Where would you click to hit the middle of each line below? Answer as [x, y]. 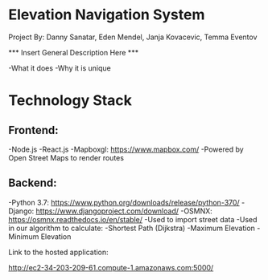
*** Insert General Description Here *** [74, 52]
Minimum [24, 236]
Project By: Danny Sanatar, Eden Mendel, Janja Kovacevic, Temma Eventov [133, 37]
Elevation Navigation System [107, 15]
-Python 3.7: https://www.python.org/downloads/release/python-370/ [124, 202]
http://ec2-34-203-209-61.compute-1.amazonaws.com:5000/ [111, 267]
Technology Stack [70, 101]
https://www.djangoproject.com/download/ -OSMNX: [124, 211]
